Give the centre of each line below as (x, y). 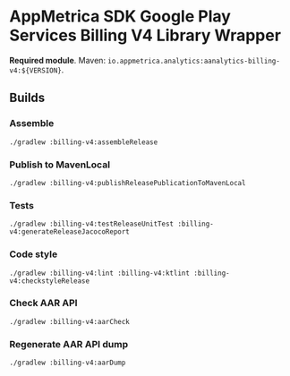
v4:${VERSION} (36, 70)
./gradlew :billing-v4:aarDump (68, 363)
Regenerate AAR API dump (68, 344)
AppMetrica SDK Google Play (120, 17)
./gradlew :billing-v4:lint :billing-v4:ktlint (100, 273)
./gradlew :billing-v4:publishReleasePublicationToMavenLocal (128, 183)
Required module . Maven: (57, 60)
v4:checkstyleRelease (50, 281)
